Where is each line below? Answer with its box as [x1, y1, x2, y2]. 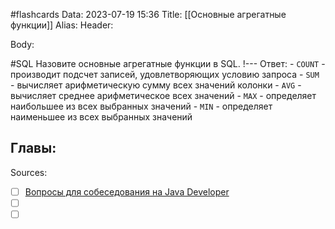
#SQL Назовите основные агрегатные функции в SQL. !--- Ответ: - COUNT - [10, 58, 326, 69]
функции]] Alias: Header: [10, 19, 114, 31]
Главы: [10, 140, 57, 157]
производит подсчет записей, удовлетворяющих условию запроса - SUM [10, 69, 320, 80]
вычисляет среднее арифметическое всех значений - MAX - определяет [10, 90, 317, 101]
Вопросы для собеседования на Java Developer [24, 185, 230, 198]
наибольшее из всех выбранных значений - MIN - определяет [10, 100, 273, 112]
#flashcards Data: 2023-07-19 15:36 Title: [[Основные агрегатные [10, 9, 287, 20]
